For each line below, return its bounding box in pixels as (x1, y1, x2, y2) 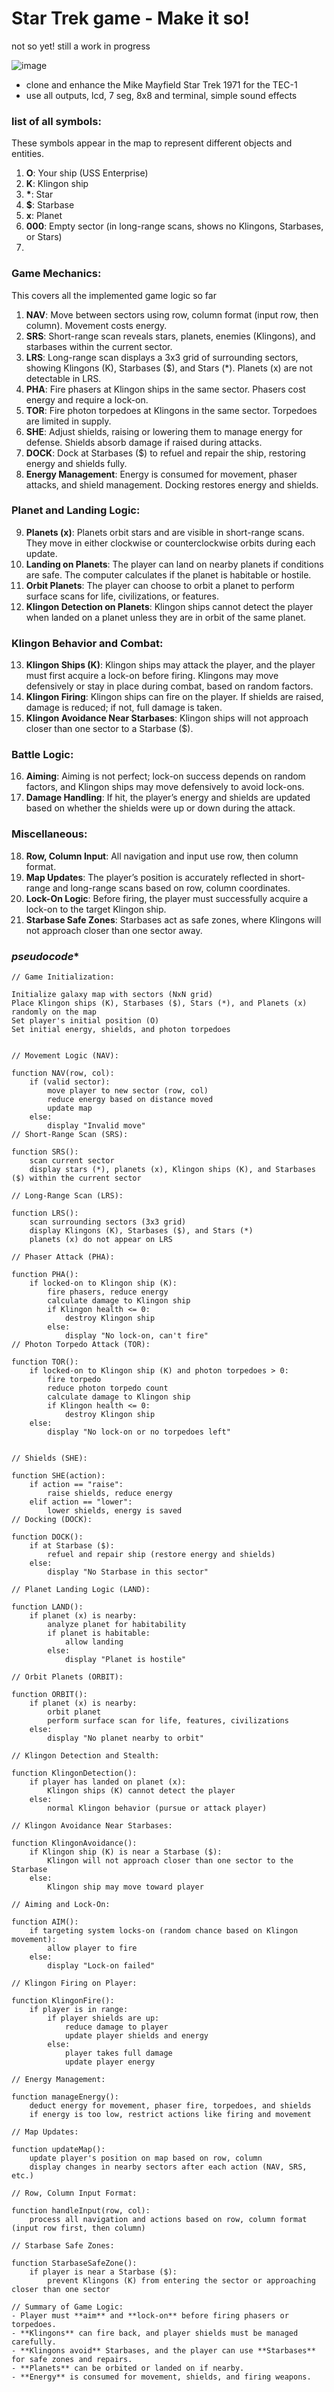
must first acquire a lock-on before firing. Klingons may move (25, 670, 279, 682)
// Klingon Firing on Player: (11, 1978, 138, 1989)
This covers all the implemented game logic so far (11, 289, 217, 301)
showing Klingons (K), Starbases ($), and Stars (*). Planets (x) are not (25, 362, 313, 374)
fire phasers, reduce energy (47, 1287, 169, 1297)
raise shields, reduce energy (47, 1488, 173, 1499)
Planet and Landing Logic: (11, 503, 141, 517)
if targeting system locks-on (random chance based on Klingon (29, 1926, 299, 1936)
